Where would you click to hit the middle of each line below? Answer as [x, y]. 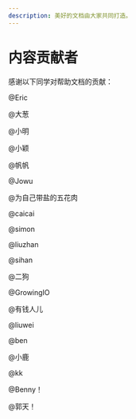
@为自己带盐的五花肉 [43, 198]
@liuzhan [23, 244]
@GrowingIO [29, 292]
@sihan [21, 260]
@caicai [21, 213]
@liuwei [21, 325]
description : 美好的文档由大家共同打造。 [70, 16]
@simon [22, 229]
